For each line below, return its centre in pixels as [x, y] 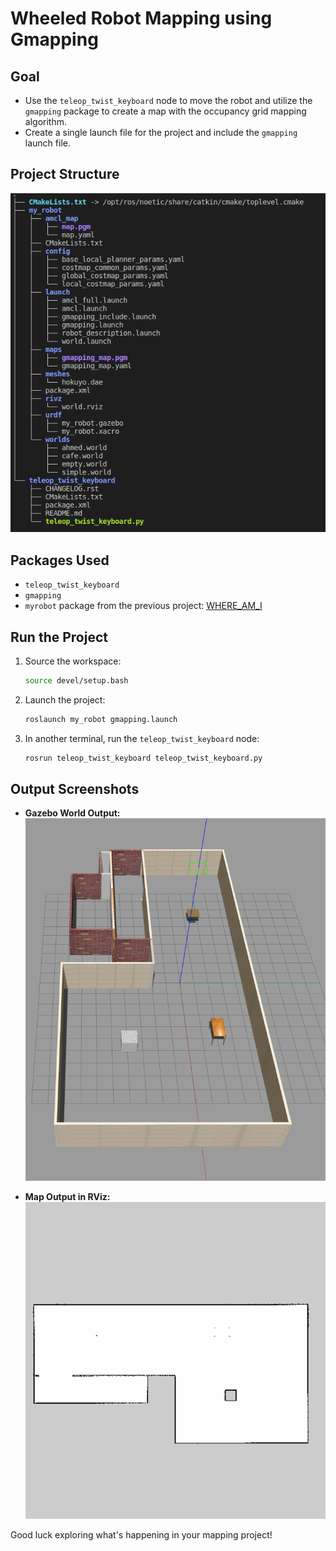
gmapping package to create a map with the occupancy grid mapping [165, 111]
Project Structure [65, 174]
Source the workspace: [73, 661]
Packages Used [60, 560]
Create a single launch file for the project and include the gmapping [161, 132]
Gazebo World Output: [72, 813]
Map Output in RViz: [67, 1197]
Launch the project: [65, 699]
